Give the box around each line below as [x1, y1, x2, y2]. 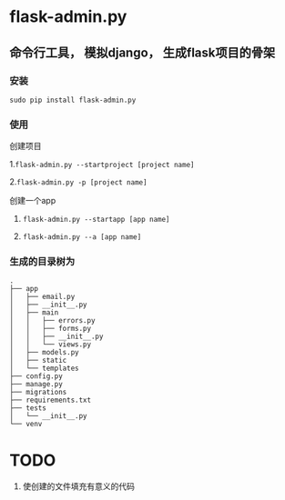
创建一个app [9, 195, 56, 206]
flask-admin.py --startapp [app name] [22, 215, 170, 225]
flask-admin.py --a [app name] [22, 233, 142, 242]
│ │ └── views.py [9, 340, 92, 349]
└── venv [9, 420, 43, 429]
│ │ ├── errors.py [9, 316, 96, 325]
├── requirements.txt [9, 395, 92, 405]
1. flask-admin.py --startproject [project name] [9, 159, 195, 170]
